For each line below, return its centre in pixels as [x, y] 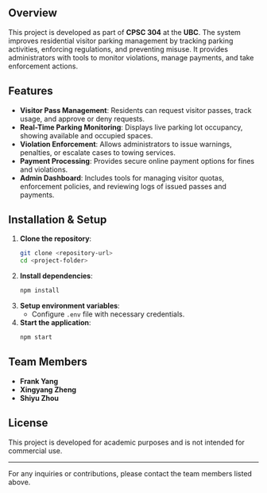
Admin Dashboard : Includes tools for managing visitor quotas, [122, 177]
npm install [39, 291]
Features [31, 91]
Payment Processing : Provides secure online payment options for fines [137, 161]
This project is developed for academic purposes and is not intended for [126, 442]
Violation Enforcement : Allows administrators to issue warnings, [126, 144]
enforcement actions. [43, 66]
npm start [36, 337]
